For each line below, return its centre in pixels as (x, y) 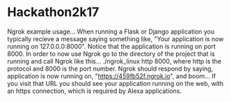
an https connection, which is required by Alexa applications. (95, 91)
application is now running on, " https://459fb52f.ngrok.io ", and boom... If (112, 76)
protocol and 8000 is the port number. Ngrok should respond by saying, (110, 68)
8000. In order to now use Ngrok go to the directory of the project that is (111, 54)
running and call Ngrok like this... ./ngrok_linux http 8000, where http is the (114, 61)
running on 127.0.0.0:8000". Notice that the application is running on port (111, 46)
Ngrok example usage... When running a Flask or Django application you (111, 31)
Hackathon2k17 (53, 12)
